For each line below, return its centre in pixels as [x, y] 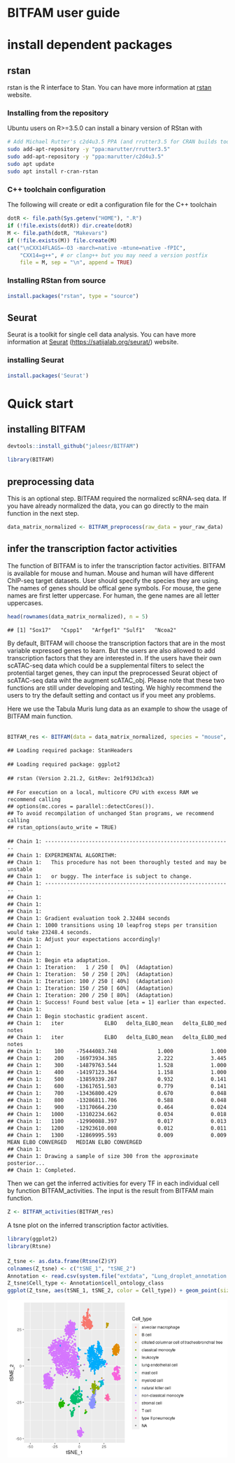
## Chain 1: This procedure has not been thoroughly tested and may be [117, 863]
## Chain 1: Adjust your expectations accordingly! [84, 940]
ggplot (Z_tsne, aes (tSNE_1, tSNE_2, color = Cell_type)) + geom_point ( [114, 1291]
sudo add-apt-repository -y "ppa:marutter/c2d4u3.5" [86, 157]
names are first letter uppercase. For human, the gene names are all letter [113, 595]
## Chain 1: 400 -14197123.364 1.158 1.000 [117, 1073]
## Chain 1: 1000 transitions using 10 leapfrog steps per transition [112, 926]
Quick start [40, 403]
